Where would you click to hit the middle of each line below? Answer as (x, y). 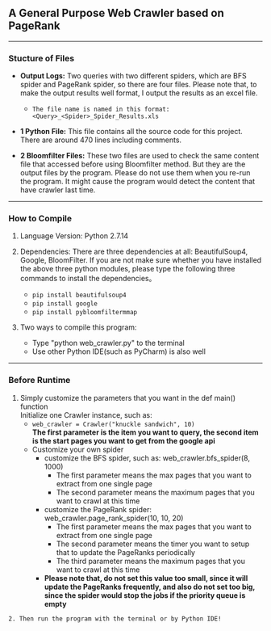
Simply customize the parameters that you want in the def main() (128, 398)
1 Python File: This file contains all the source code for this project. (131, 132)
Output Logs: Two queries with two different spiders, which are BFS (133, 76)
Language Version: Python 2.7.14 (74, 236)
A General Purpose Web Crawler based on (116, 13)
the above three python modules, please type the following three (127, 269)
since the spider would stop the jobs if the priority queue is (145, 595)
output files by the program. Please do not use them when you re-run (135, 173)
